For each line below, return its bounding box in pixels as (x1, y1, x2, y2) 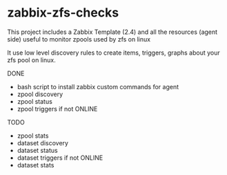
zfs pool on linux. (7, 55, 57, 64)
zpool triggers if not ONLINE (17, 104, 98, 113)
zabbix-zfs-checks (7, 5, 119, 21)
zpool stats (17, 131, 49, 140)
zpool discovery (17, 90, 63, 98)
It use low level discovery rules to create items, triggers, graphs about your (7, 48, 221, 57)
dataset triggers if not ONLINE (17, 154, 103, 162)
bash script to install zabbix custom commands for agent (17, 82, 179, 91)
